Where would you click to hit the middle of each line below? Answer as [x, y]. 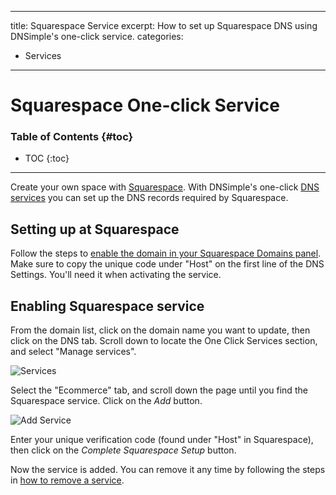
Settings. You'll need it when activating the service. [116, 275]
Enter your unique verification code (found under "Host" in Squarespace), [162, 440]
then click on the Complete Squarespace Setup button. [123, 450]
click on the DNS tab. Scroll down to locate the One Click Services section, [164, 341]
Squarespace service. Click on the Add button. [106, 401]
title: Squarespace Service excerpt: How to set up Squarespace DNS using [164, 25]
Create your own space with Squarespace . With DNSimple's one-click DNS [165, 187]
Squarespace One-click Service [145, 105]
